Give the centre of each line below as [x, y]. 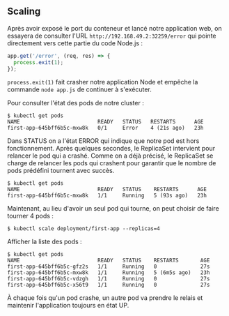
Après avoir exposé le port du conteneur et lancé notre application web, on [115, 28]
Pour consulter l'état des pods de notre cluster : [76, 103]
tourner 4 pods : [31, 216]
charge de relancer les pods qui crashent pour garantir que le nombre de [112, 163]
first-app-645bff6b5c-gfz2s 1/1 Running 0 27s [109, 267]
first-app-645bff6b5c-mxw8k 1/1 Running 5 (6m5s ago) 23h [109, 273]
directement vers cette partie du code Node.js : [75, 43]
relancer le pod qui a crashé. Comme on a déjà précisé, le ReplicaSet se [110, 156]
